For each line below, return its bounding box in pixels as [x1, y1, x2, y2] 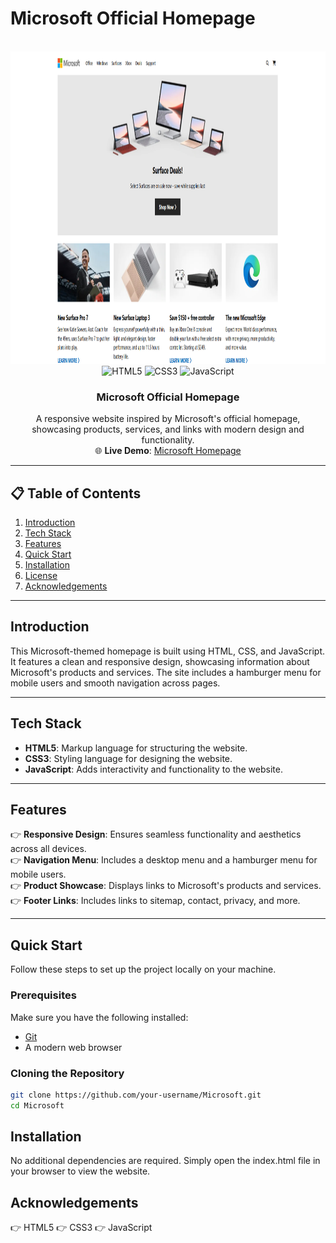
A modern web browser [24, 1041, 123, 1053]
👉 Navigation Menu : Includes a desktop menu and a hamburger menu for [10, 854, 318, 866]
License [24, 570, 58, 582]
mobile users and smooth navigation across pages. [10, 677, 221, 689]
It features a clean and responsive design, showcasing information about [10, 655, 310, 667]
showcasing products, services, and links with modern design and [31, 423, 305, 436]
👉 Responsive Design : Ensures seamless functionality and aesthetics [10, 828, 302, 841]
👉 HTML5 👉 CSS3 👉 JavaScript [10, 1222, 153, 1234]
